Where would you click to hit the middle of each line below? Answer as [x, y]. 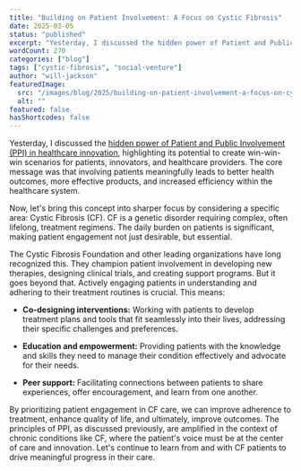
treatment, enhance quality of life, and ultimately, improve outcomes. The [144, 419]
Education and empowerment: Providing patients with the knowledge [151, 346]
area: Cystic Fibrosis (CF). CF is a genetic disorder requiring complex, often [149, 218]
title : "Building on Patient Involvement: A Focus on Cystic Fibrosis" [146, 17]
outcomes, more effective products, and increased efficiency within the [141, 181]
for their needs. [51, 365]
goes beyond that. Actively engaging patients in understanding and [133, 283]
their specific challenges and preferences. [100, 329]
